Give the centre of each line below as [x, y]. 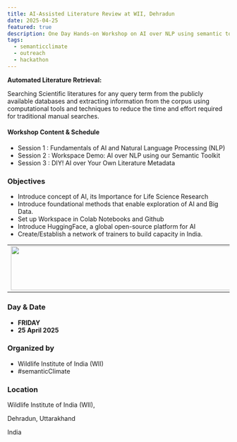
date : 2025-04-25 [33, 20]
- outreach [30, 54]
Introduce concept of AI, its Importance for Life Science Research [113, 197]
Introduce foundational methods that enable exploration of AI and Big [118, 204]
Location [23, 389]
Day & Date [26, 307]
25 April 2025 [38, 330]
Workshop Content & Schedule [54, 132]
